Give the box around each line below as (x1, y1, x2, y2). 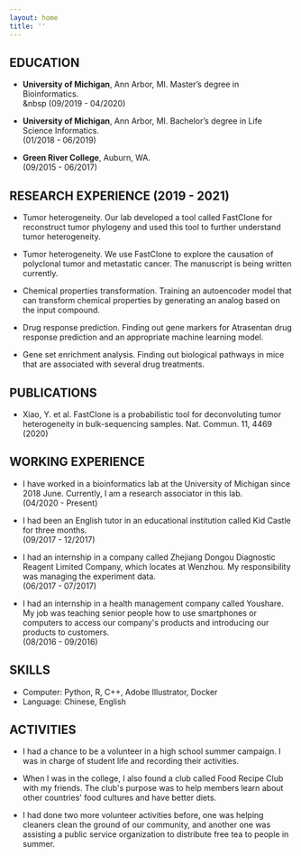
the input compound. (22, 304, 101, 316)
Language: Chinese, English (22, 696, 126, 707)
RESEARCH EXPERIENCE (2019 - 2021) (9, 188, 230, 203)
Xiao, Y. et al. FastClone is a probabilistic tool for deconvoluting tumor (22, 408, 282, 420)
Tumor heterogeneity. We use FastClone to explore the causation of (22, 249, 274, 260)
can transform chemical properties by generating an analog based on (22, 295, 281, 306)
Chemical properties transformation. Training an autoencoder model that (22, 285, 292, 296)
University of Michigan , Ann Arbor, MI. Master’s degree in (22, 79, 240, 90)
